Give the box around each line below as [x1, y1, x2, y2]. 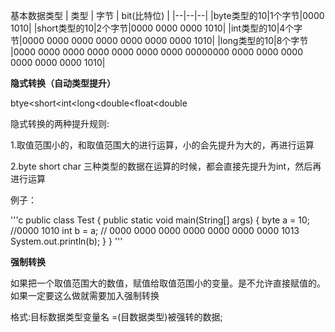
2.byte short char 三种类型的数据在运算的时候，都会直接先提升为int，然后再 [10, 160, 322, 172]
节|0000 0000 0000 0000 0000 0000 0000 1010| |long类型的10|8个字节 [10, 35, 309, 46]
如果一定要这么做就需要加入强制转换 [10, 290, 160, 301]
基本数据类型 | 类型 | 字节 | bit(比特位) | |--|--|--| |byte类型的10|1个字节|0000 [10, 10, 325, 21]
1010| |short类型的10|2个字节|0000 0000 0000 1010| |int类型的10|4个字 [10, 22, 303, 34]
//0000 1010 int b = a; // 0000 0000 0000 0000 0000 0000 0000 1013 [10, 225, 300, 236]
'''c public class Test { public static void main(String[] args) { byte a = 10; [10, 214, 310, 226]
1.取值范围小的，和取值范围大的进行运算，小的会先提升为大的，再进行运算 [10, 139, 315, 151]
